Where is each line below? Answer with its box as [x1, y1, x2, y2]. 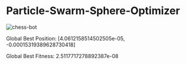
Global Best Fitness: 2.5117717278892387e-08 [6, 52, 119, 59]
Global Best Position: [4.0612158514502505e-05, [6, 35, 125, 42]
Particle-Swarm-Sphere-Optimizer [6, 4, 180, 18]
